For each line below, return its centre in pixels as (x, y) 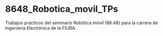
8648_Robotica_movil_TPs (62, 9)
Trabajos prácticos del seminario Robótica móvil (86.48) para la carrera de (82, 23)
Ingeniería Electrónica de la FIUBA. (41, 28)
